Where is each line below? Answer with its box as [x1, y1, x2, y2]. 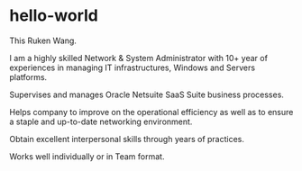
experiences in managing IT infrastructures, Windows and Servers [9, 62, 255, 73]
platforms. [9, 71, 48, 82]
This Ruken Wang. [9, 35, 77, 46]
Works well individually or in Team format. [9, 150, 165, 162]
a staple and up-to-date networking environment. [9, 116, 193, 127]
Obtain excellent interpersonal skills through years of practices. [9, 133, 245, 144]
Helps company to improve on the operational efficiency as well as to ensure [9, 106, 294, 117]
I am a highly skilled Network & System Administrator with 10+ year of [9, 52, 269, 63]
